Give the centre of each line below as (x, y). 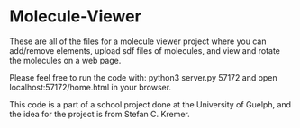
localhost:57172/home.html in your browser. (91, 87)
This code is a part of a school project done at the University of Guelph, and (150, 104)
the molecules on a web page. (65, 60)
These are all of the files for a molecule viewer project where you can (138, 41)
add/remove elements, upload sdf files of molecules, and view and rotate (145, 50)
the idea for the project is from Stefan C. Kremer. (100, 114)
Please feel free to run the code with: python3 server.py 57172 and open (143, 77)
